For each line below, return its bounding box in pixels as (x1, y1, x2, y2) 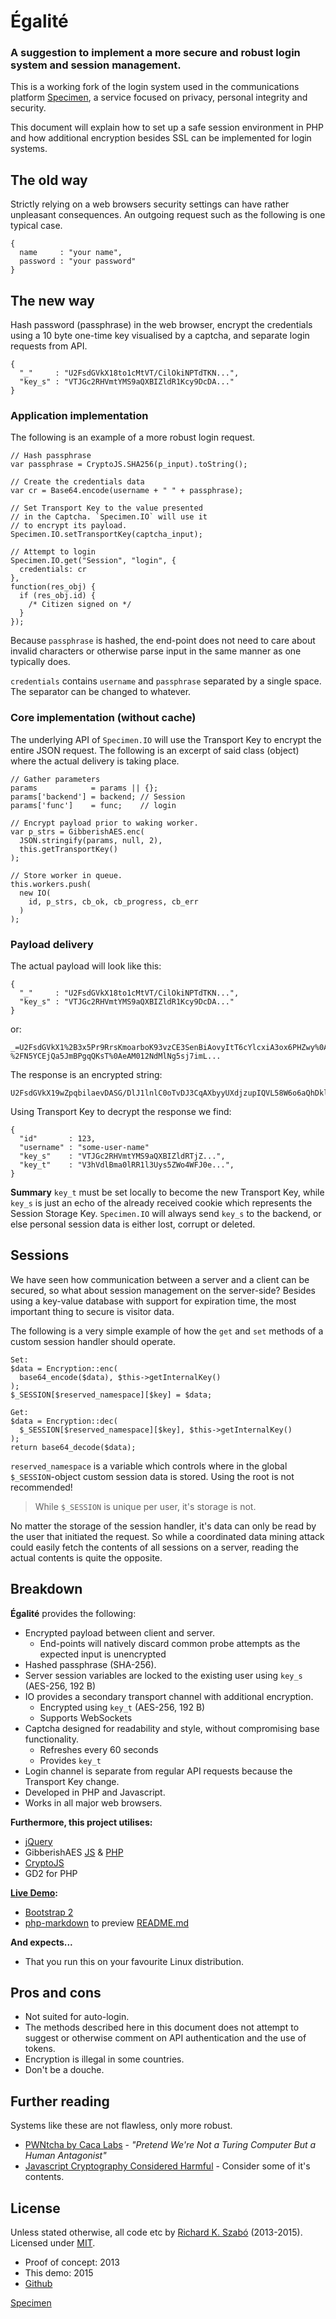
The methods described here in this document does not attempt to (24, 2021, 300, 2034)
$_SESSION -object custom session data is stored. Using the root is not (10, 1470, 295, 1482)
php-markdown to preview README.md (24, 1916, 189, 1929)
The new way (10, 292, 95, 309)
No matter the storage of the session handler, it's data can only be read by (10, 1520, 317, 1532)
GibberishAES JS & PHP (24, 1846, 124, 1858)
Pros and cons (10, 1985, 102, 2002)
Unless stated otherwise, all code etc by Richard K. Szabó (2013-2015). (10, 2226, 303, 2239)
